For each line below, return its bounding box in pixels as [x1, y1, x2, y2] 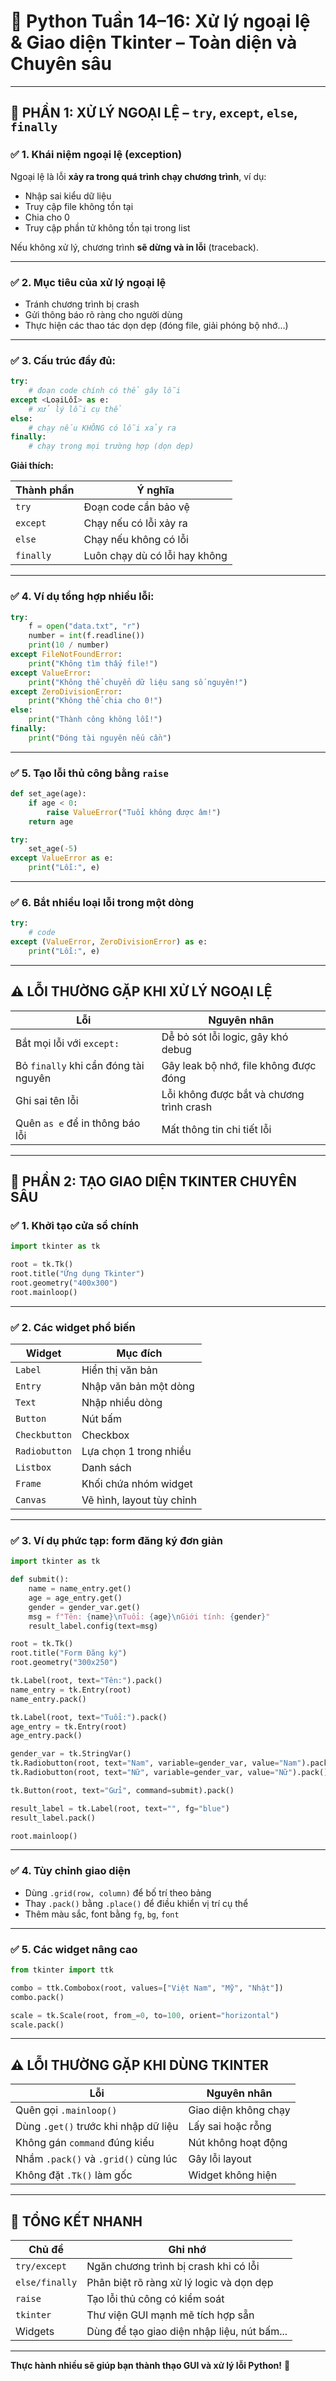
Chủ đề [28, 2243, 64, 2257]
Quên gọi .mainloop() [15, 2103, 118, 2117]
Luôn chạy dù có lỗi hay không [83, 549, 228, 563]
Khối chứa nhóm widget [81, 1477, 193, 1491]
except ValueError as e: [10, 853, 114, 864]
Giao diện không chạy [188, 2103, 291, 2117]
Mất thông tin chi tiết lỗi [161, 1122, 272, 1136]
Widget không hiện [188, 2168, 278, 2182]
